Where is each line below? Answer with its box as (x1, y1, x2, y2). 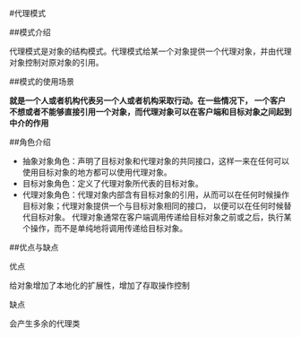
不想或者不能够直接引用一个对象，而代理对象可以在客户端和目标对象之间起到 (9, 107, 292, 117)
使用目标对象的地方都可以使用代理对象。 (21, 167, 172, 177)
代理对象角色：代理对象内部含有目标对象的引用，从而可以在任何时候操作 (21, 189, 289, 200)
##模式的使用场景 (9, 76, 74, 87)
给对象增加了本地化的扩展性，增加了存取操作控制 (9, 281, 190, 290)
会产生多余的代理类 (9, 318, 81, 329)
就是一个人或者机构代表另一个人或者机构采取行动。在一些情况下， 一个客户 (9, 95, 287, 106)
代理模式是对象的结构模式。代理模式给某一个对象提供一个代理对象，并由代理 (9, 46, 292, 56)
